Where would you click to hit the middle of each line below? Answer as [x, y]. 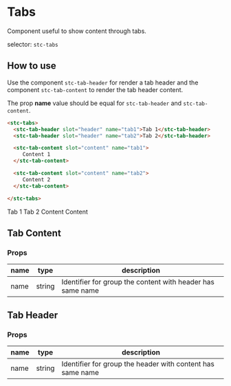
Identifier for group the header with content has [138, 363]
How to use [32, 66]
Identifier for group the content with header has [138, 282]
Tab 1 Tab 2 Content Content [47, 212]
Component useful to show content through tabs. [77, 31]
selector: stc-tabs [33, 44]
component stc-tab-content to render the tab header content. [95, 89]
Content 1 [36, 155]
